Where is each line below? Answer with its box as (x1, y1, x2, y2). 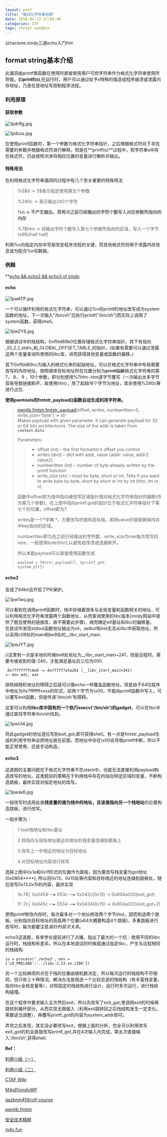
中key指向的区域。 (17, 523, 56, 528)
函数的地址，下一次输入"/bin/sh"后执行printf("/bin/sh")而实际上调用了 (5, 312, 148, 318)
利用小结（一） (5, 1056, 36, 1062)
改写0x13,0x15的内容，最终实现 (9, 881, 74, 887)
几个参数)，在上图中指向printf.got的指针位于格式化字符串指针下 (26, 500, 156, 506)
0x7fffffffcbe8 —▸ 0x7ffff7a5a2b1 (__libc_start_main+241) (7, 668, 133, 673)
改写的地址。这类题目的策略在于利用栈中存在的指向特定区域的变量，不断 (9, 773, 158, 779)
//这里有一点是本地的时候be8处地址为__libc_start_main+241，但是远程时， (5, 652, 157, 658)
